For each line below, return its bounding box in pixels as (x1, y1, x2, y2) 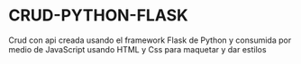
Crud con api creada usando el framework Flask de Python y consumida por (8, 35, 292, 45)
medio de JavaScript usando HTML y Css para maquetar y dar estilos (8, 44, 267, 54)
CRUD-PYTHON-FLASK (8, 5, 188, 26)
